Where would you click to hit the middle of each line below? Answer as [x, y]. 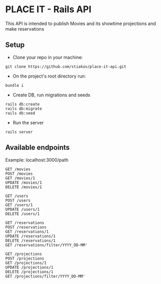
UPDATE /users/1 [22, 209]
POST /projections [25, 259]
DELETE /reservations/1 [31, 241]
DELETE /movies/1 [24, 187]
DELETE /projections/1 [29, 272]
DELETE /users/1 [22, 214]
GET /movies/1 [20, 178]
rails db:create [22, 104]
